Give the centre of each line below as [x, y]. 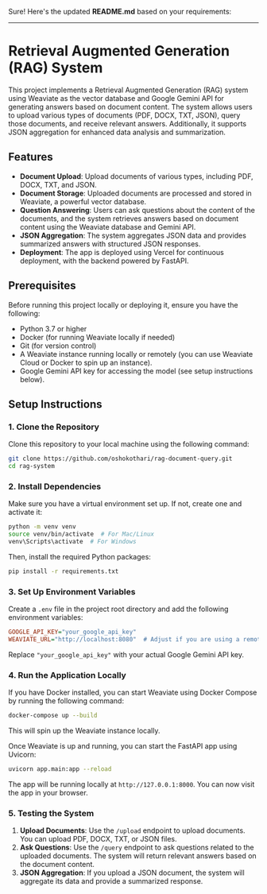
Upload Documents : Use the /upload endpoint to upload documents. [132, 830]
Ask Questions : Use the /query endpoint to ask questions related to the [137, 848]
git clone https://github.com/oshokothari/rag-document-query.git [120, 459]
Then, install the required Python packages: [79, 556]
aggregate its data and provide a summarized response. [111, 881]
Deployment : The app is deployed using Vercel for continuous [122, 252]
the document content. [57, 865]
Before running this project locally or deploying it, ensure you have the [123, 304]
